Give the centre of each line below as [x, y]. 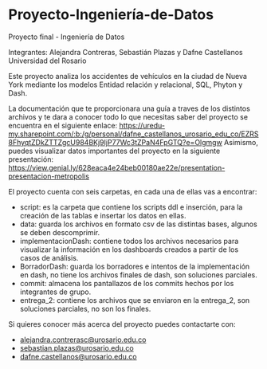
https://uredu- [142, 125]
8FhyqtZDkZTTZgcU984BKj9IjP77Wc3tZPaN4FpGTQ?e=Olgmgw [116, 142]
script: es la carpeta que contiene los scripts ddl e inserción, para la [131, 207]
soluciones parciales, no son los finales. [85, 308]
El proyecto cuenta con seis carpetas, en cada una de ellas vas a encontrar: [133, 191]
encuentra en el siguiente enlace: [63, 125]
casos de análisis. [49, 257]
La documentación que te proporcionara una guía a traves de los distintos [130, 108]
